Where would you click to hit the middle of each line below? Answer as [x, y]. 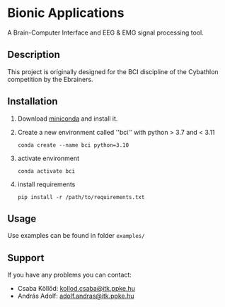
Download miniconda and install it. [68, 119]
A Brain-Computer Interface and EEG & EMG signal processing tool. [105, 32]
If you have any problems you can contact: [70, 275]
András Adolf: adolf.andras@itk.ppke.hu [76, 296]
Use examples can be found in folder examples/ [76, 236]
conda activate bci [46, 171]
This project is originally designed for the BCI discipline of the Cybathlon [113, 71]
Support [26, 258]
